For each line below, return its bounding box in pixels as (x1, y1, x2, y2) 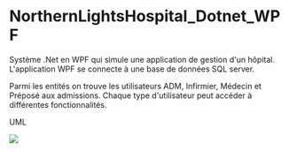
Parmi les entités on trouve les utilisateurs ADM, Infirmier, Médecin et (9, 80, 262, 91)
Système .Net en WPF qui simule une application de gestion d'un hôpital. (9, 54, 275, 65)
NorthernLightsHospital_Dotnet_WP (9, 6, 281, 27)
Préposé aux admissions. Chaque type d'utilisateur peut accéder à (9, 90, 253, 101)
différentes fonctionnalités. (9, 99, 107, 110)
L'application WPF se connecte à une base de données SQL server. (9, 64, 255, 74)
